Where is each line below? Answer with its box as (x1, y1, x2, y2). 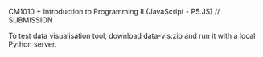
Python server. (8, 39, 57, 49)
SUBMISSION (8, 15, 53, 25)
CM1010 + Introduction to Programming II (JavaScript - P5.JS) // (8, 7, 220, 16)
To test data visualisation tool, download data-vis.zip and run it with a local (8, 31, 256, 40)
